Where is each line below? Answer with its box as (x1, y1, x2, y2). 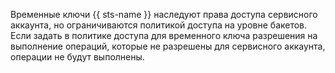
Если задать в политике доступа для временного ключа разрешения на (10, 30, 318, 41)
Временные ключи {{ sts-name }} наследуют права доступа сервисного (10, 9, 318, 20)
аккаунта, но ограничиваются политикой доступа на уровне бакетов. (10, 19, 308, 31)
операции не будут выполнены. (10, 51, 145, 63)
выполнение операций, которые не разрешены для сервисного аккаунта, (10, 40, 326, 52)
